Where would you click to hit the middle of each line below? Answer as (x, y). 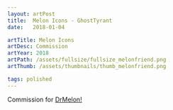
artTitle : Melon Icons (41, 40)
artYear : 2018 (28, 53)
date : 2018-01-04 (36, 27)
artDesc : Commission (38, 47)
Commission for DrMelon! (45, 99)
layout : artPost (31, 14)
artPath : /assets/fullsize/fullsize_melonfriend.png (87, 60)
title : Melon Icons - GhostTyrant (60, 21)
